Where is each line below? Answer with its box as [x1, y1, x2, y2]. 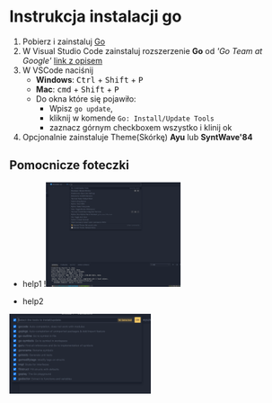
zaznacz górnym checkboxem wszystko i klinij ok [48, 121, 233, 132]
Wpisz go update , [48, 103, 114, 113]
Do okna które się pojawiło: [35, 93, 136, 104]
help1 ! [22, 278, 47, 289]
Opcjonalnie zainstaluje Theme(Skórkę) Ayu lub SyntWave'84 [22, 131, 253, 142]
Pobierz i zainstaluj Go [22, 36, 106, 47]
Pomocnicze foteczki [9, 157, 130, 173]
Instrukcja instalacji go [9, 6, 182, 27]
